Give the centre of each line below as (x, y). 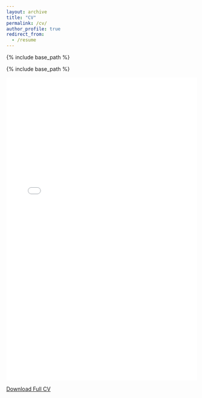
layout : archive (27, 12)
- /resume (24, 40)
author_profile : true (34, 29)
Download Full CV (28, 389)
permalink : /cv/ (27, 23)
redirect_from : (25, 35)
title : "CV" (21, 18)
